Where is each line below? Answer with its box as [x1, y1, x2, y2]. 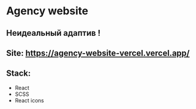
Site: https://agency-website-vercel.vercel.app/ [6, 48, 190, 58]
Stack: [6, 68, 31, 79]
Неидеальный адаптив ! [6, 28, 100, 38]
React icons [14, 96, 44, 104]
